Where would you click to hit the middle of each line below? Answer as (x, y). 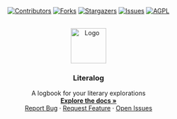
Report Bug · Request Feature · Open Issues (88, 108)
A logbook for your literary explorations (88, 93)
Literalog (88, 77)
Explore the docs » (88, 101)
